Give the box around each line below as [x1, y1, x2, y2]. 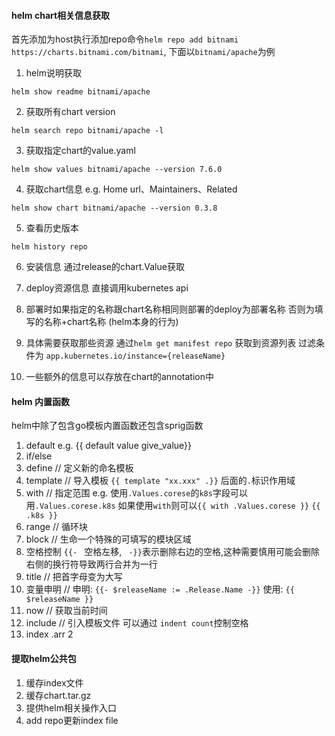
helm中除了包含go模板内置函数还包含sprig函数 [11, 420, 204, 432]
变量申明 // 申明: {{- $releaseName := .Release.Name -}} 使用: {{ [25, 583, 295, 595]
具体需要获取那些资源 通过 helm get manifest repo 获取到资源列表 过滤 [25, 337, 317, 349]
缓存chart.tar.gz [25, 689, 92, 701]
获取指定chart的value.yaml [25, 145, 136, 157]
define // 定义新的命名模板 [25, 462, 134, 474]
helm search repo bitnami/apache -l [11, 126, 164, 136]
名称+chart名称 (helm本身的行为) [43, 316, 179, 328]
